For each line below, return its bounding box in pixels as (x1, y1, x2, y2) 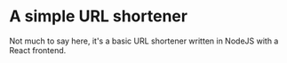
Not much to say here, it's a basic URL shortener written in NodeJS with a (9, 35, 279, 46)
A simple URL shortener (9, 6, 188, 27)
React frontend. (9, 44, 67, 55)
